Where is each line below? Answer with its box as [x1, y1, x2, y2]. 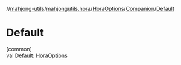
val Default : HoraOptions [6, 52, 68, 59]
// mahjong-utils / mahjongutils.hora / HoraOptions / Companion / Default [6, 5, 175, 12]
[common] [6, 45, 32, 52]
